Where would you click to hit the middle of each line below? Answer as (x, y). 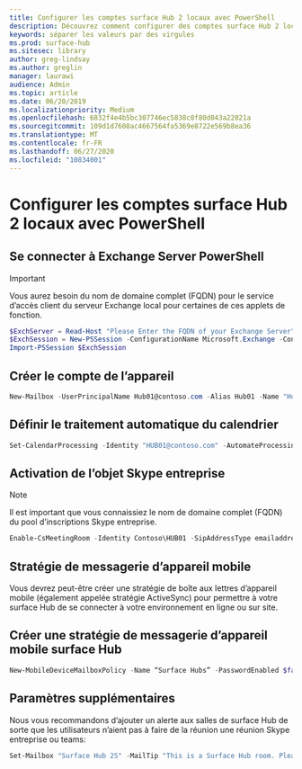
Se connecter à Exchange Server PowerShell (137, 257)
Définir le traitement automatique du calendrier (144, 425)
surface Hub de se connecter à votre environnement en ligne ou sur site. (144, 607)
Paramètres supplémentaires (92, 698)
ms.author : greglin (46, 68)
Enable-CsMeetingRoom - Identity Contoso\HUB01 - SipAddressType (130, 539)
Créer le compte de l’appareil (92, 376)
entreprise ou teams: (48, 739)
